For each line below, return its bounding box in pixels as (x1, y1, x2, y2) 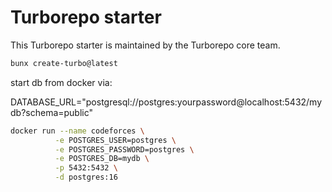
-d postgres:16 (54, 172, 118, 183)
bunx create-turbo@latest (10, 58, 118, 68)
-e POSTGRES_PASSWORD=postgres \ (54, 144, 195, 155)
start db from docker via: (10, 76, 113, 88)
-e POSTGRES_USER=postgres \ (54, 135, 177, 145)
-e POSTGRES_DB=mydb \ (54, 154, 150, 164)
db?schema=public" (10, 106, 94, 118)
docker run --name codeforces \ (10, 126, 145, 136)
